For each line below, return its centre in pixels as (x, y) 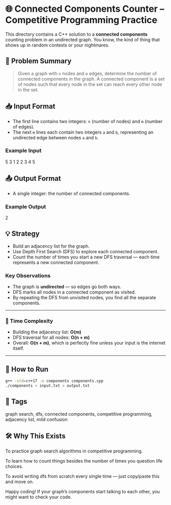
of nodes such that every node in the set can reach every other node (90, 84)
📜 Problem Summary (38, 61)
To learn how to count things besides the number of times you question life (84, 461)
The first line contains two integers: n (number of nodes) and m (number (88, 121)
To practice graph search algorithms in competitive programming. (74, 451)
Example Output (26, 206)
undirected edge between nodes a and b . (56, 137)
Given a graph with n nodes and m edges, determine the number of (87, 73)
